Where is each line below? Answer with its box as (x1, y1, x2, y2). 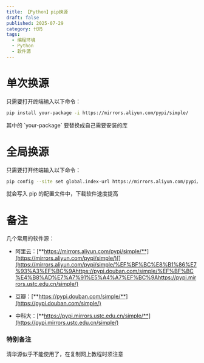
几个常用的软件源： (6, 235, 55, 242)
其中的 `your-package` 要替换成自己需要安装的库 (6, 121, 128, 129)
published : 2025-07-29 (6, 20, 64, 26)
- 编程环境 (12, 37, 36, 43)
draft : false (6, 15, 39, 21)
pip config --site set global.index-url (6, 178, 110, 185)
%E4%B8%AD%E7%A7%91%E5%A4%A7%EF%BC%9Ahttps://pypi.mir (15, 274, 197, 281)
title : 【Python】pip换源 (6, 8, 69, 15)
